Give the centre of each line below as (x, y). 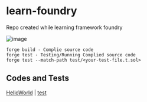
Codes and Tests (38, 78)
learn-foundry (42, 11)
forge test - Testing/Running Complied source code (71, 55)
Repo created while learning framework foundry (64, 27)
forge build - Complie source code (50, 50)
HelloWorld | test (27, 93)
